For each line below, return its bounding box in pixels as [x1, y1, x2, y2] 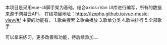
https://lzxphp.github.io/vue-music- [75, 11, 150, 17]
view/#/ [5, 17, 21, 23]
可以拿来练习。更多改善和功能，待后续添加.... [5, 34, 99, 40]
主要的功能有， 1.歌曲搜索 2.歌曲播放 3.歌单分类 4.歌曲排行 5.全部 [22, 17, 158, 23]
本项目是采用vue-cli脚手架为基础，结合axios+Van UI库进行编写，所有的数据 [5, 5, 162, 10]
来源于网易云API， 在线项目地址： [5, 11, 76, 17]
